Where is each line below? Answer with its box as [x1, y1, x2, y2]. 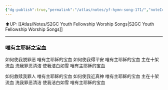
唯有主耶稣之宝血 [5, 44, 46, 51]
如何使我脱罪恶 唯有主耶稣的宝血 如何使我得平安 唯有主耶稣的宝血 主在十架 [5, 56, 159, 62]
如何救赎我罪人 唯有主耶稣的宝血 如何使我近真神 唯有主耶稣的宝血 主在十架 [5, 73, 159, 79]
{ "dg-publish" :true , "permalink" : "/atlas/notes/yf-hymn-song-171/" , [5, 7, 149, 12]
